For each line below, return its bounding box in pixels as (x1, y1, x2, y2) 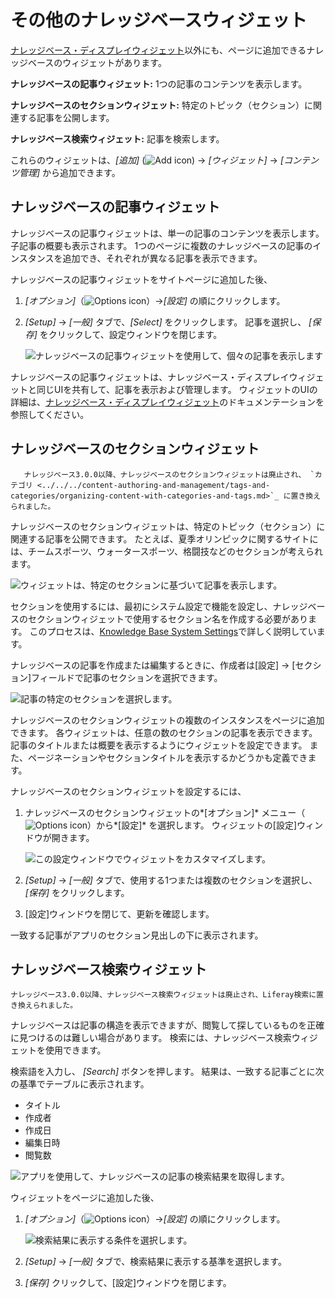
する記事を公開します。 (18, 111, 115, 123)
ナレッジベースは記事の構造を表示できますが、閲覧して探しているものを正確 (10, 1019, 325, 1031)
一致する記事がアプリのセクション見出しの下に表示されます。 (10, 929, 264, 941)
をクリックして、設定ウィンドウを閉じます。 (39, 328, 223, 340)
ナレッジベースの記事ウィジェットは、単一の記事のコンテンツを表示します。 (10, 227, 325, 239)
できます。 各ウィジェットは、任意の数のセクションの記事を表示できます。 (10, 726, 318, 738)
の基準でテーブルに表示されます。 (10, 1078, 150, 1090)
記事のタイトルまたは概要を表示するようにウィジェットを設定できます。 (10, 739, 308, 751)
